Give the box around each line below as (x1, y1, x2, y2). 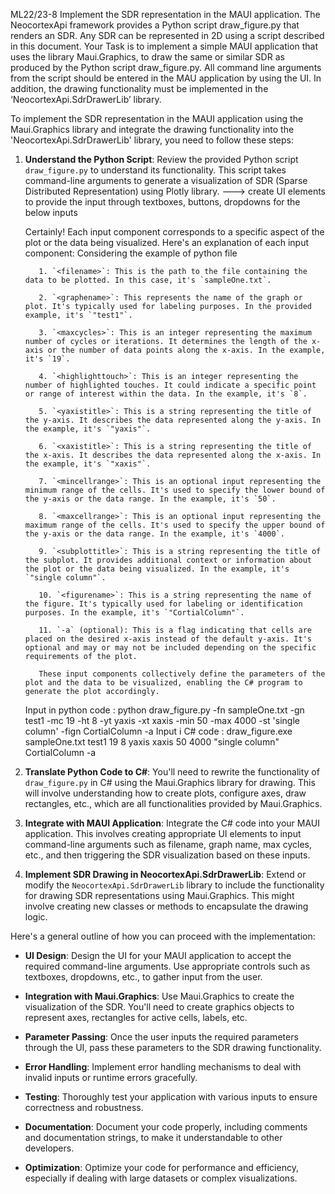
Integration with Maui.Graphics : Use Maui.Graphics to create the (24, 990, 295, 1002)
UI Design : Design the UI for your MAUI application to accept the (24, 950, 292, 961)
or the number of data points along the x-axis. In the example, (47, 345, 326, 355)
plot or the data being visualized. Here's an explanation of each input (24, 237, 309, 248)
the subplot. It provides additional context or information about (24, 555, 312, 565)
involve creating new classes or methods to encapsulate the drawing (24, 900, 309, 912)
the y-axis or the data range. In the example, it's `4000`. (24, 529, 286, 539)
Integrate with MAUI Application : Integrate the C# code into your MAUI (24, 817, 320, 829)
